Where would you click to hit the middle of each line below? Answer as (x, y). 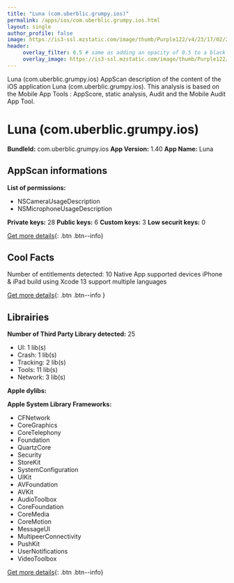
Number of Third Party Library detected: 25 (71, 334)
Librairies (28, 317)
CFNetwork (34, 418)
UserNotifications (42, 552)
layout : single (29, 27)
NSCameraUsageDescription (59, 201)
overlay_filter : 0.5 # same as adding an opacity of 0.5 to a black (124, 53)
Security (29, 455)
